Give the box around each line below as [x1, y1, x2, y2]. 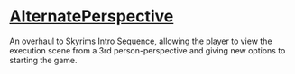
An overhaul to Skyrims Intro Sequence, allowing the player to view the [9, 36, 272, 46]
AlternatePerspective [9, 6, 174, 27]
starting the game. [9, 54, 78, 65]
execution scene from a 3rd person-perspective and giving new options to [9, 45, 286, 55]
